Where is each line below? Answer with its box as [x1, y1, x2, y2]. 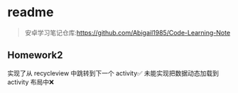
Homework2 [7, 49, 63, 61]
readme [7, 4, 54, 20]
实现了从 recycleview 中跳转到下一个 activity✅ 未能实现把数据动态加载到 [7, 68, 219, 77]
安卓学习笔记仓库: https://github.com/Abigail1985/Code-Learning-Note [24, 28, 231, 37]
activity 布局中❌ [7, 77, 55, 86]
